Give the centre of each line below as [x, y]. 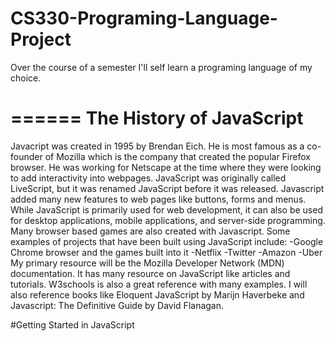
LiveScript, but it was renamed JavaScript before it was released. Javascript [167, 188]
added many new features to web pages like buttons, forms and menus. [158, 199]
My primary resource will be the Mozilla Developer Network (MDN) [147, 263]
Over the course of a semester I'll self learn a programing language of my [161, 67]
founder [26, 156]
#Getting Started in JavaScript [72, 324]
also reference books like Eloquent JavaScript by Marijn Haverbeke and [157, 294]
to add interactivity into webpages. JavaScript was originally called [148, 178]
